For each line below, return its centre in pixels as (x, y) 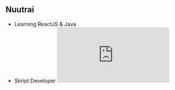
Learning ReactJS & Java (45, 24)
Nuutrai (20, 10)
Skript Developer (35, 81)
